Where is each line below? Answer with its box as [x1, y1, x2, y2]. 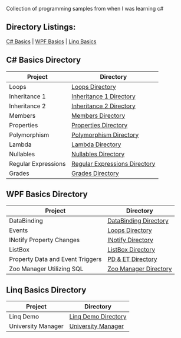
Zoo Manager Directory [107, 265, 172, 273]
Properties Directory [71, 121, 128, 129]
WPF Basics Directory [6, 189, 88, 199]
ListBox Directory [107, 246, 155, 254]
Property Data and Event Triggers [9, 255, 102, 263]
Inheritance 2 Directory [71, 102, 136, 110]
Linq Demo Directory [69, 313, 127, 321]
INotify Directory [107, 236, 153, 244]
